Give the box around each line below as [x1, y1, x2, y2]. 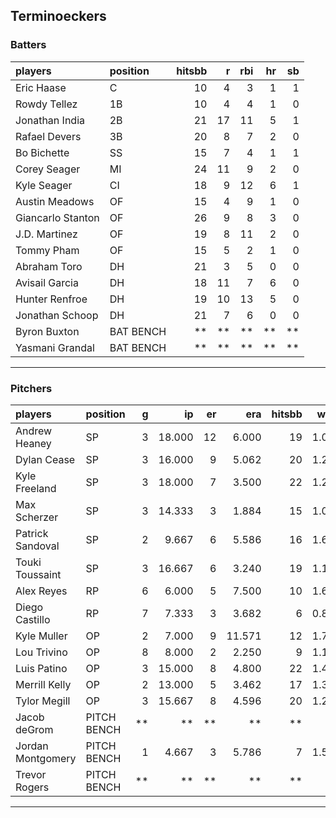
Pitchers [10, 381, 53, 395]
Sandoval [15, 539, 60, 553]
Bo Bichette [15, 145, 70, 159]
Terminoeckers [10, 8, 107, 25]
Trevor [15, 767, 47, 781]
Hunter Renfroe [15, 292, 88, 306]
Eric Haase [15, 80, 67, 94]
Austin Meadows [15, 194, 95, 208]
